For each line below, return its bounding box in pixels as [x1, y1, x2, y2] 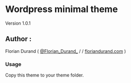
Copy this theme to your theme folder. [5, 72, 84, 78]
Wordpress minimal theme [5, 4, 118, 15]
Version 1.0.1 [5, 20, 31, 26]
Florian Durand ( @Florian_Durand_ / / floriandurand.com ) [5, 48, 126, 54]
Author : [5, 35, 32, 43]
